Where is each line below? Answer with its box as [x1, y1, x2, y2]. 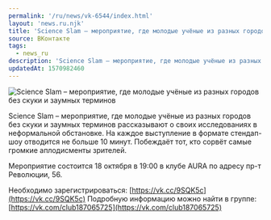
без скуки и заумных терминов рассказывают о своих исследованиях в [8, 119, 258, 129]
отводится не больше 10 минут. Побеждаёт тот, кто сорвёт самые [23, 137, 252, 146]
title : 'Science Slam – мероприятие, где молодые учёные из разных [8, 27, 240, 35]
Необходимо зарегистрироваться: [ [8, 185, 132, 195]
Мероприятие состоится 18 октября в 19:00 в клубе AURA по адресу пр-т [8, 161, 262, 171]
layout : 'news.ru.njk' [8, 19, 85, 27]
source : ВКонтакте [8, 34, 70, 43]
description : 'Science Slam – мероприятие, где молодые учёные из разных [8, 57, 262, 66]
